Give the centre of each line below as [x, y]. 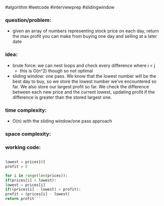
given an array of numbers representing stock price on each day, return [85, 31]
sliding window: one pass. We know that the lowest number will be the [84, 76]
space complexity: [28, 134]
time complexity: [26, 110]
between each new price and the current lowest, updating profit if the [83, 92]
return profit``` [23, 199]
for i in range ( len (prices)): [37, 176]
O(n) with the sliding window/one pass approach [62, 121]
